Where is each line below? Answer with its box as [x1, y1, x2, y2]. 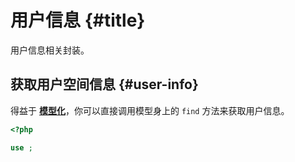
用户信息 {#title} [10, 9, 146, 32]
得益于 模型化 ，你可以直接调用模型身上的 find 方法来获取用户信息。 [10, 104, 290, 116]
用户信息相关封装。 [10, 44, 90, 56]
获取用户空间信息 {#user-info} [10, 76, 199, 93]
